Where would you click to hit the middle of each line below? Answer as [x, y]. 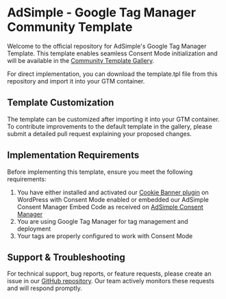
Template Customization [61, 103]
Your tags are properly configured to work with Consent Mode [105, 236]
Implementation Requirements [73, 155]
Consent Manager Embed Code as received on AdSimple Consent [110, 207]
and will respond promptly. [45, 288]
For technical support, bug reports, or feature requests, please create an [109, 274]
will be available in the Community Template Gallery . [81, 60]
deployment [34, 229]
